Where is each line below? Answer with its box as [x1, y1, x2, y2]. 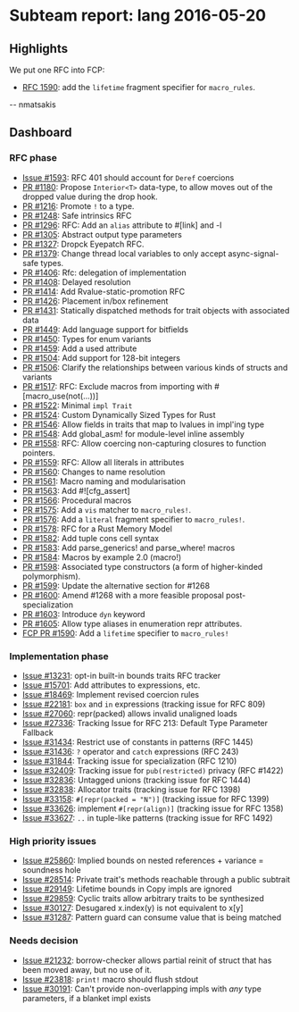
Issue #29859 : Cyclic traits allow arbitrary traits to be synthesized [21, 893, 265, 904]
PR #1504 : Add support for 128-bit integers [21, 352, 181, 363]
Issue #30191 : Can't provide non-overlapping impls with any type [21, 983, 262, 994]
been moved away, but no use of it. [21, 964, 153, 974]
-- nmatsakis [9, 99, 56, 110]
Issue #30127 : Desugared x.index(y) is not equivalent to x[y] [21, 903, 244, 914]
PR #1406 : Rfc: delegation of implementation [21, 267, 187, 278]
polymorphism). [21, 571, 81, 581]
